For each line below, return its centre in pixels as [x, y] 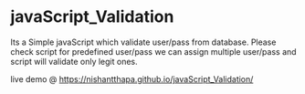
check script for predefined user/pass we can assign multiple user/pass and [153, 51]
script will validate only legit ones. [74, 61]
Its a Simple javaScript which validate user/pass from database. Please [143, 42]
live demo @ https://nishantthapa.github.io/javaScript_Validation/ [132, 78]
